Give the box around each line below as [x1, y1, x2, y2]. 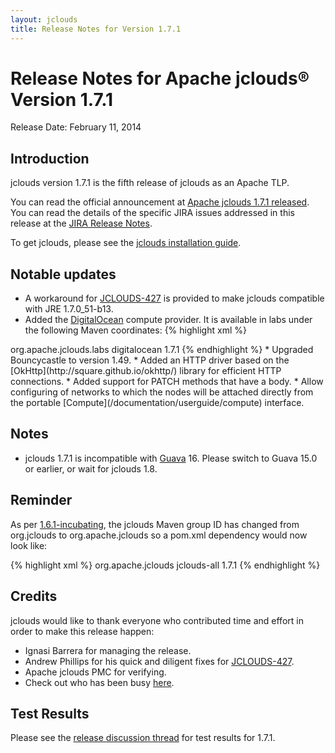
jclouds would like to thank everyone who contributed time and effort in [10, 614, 304, 626]
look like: [10, 539, 48, 551]
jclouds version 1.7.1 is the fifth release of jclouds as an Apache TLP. [10, 177, 290, 189]
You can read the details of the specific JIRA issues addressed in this [10, 207, 295, 219]
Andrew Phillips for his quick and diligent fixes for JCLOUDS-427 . [24, 655, 295, 667]
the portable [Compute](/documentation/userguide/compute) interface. [10, 397, 305, 409]
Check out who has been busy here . [24, 676, 175, 688]
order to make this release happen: [10, 625, 155, 637]
